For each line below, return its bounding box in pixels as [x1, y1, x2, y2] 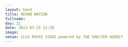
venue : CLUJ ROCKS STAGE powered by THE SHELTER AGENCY [5, 35, 123, 40]
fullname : [5, 16, 26, 21]
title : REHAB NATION [5, 12, 48, 17]
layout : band [5, 7, 32, 12]
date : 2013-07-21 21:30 [5, 25, 55, 30]
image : [5, 30, 19, 35]
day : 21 [5, 21, 21, 26]
